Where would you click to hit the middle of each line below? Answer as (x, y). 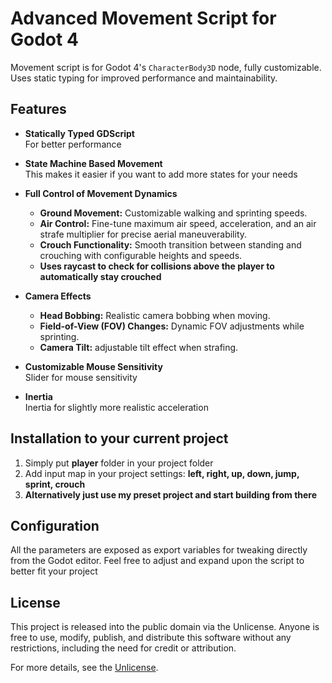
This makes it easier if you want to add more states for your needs (161, 174)
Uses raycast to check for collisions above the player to (157, 266)
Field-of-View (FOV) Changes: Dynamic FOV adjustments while (172, 326)
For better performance (73, 144)
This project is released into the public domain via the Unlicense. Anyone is (165, 627)
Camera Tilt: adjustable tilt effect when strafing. (139, 347)
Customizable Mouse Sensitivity (93, 366)
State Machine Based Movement (93, 163)
